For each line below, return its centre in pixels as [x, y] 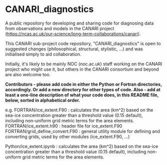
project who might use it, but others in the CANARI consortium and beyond [82, 69]
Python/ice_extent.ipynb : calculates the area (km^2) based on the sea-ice [82, 146]
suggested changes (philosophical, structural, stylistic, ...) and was [74, 49]
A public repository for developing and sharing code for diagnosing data [79, 23]
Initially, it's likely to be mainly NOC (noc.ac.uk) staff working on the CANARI [84, 64]
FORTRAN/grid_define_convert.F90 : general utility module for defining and [82, 131]
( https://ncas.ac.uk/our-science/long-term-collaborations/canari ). [73, 34]
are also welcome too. [28, 74]
